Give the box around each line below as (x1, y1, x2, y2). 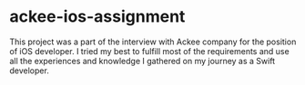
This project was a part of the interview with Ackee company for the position (9, 36, 297, 47)
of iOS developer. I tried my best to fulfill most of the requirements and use (9, 45, 290, 56)
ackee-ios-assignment (9, 6, 186, 27)
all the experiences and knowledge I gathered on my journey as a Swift (9, 55, 276, 66)
